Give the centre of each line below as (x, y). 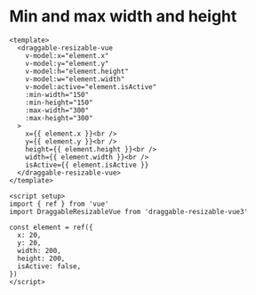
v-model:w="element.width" (75, 79)
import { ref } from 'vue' (59, 204)
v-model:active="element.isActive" (91, 86)
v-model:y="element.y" (67, 63)
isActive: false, (49, 266)
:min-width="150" (57, 94)
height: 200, (41, 258)
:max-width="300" (57, 110)
